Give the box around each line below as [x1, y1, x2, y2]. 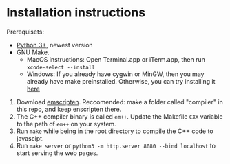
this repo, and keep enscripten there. [16, 105, 122, 113]
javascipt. [16, 134, 44, 142]
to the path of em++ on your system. [16, 119, 116, 128]
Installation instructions [6, 5, 146, 21]
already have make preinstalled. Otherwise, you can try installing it [26, 77, 216, 85]
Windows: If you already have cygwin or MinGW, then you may [26, 70, 205, 78]
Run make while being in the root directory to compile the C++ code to [16, 127, 214, 135]
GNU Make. [16, 48, 50, 56]
